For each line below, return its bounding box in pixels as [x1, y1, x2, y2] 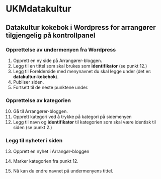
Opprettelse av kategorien [6, 97, 71, 104]
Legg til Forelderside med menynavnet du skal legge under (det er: [13, 68, 151, 74]
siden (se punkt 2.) [13, 125, 52, 131]
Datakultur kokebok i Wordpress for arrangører [6, 23, 156, 32]
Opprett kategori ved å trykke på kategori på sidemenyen [13, 114, 132, 120]
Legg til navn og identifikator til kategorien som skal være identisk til [13, 119, 156, 125]
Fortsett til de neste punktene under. [13, 84, 89, 90]
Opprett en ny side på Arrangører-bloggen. [13, 57, 103, 64]
